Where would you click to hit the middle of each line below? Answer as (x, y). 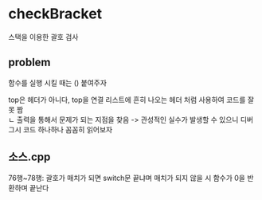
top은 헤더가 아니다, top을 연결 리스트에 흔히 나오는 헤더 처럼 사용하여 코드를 (127, 100)
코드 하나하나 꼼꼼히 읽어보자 (68, 129)
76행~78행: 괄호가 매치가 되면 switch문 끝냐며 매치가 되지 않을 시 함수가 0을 (127, 178)
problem (29, 63)
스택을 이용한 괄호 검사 (43, 37)
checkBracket (55, 14)
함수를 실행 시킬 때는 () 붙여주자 (58, 82)
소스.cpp (29, 157)
